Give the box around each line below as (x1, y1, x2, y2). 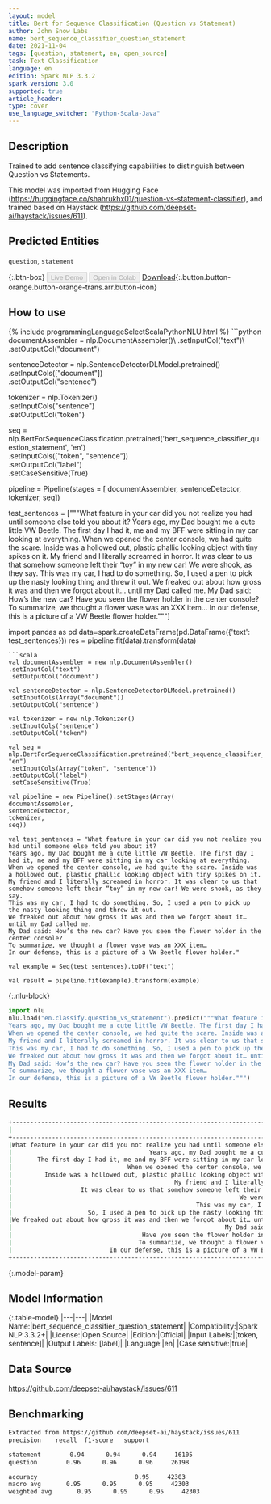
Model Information (8, 1291, 104, 1306)
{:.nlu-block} (8, 991, 50, 1001)
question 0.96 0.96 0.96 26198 (8, 1458, 190, 1466)
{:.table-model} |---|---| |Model (8, 1313, 113, 1323)
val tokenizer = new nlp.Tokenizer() (8, 715, 135, 724)
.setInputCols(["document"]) (8, 369, 103, 378)
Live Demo (51, 272, 83, 281)
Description (8, 139, 69, 154)
